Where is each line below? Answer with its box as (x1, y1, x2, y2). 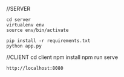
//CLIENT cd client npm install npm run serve (6, 54, 119, 61)
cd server (6, 17, 31, 23)
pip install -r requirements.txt (6, 38, 91, 44)
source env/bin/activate (6, 27, 69, 33)
